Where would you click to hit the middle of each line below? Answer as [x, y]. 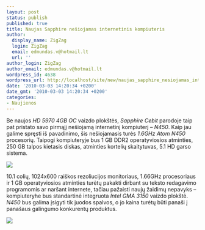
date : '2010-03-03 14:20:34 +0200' [52, 86]
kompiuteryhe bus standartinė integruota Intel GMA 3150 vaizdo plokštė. [97, 196]
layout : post [23, 12]
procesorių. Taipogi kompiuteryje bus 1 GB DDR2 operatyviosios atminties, [100, 140]
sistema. [17, 153]
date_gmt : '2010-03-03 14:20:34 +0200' [57, 92]
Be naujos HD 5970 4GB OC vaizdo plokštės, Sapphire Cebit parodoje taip [99, 121]
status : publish [27, 18]
